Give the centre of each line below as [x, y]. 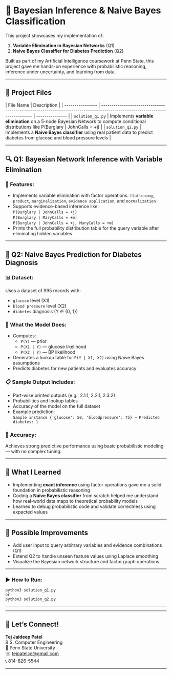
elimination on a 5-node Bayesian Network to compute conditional [76, 121]
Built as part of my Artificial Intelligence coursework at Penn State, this [80, 60]
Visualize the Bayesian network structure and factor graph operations [86, 561]
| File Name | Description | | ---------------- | [53, 105]
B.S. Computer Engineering [34, 642]
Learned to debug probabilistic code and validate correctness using [84, 506]
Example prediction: [34, 412]
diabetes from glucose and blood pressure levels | [58, 137]
